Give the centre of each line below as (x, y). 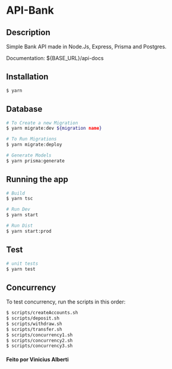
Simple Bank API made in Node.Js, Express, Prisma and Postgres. (87, 46)
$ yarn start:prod (29, 231)
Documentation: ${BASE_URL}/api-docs (55, 58)
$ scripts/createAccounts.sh (42, 313)
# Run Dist (20, 226)
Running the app (37, 179)
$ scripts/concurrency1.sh (39, 335)
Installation (27, 77)
